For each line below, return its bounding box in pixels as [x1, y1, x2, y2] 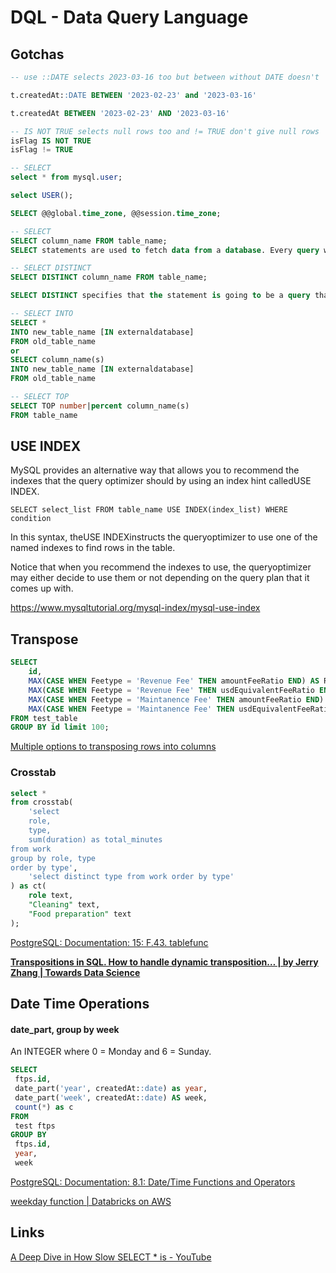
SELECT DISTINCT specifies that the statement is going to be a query [10, 291, 311, 301]
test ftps [14, 1121, 56, 1131]
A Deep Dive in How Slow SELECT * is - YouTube [10, 1251, 212, 1263]
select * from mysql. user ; [10, 172, 123, 183]
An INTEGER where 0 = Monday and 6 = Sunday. [10, 1046, 212, 1058]
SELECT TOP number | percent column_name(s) [10, 401, 190, 411]
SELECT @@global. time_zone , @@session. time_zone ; [10, 208, 222, 218]
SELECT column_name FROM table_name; [10, 236, 168, 246]
